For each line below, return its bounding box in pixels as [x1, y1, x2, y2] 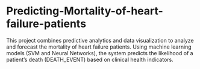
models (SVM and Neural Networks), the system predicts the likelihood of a [6, 49, 194, 56]
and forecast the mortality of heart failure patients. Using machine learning [6, 43, 192, 50]
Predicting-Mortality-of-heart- [6, 4, 164, 18]
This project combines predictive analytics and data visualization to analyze [6, 37, 194, 44]
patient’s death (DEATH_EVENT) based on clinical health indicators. [6, 56, 173, 63]
